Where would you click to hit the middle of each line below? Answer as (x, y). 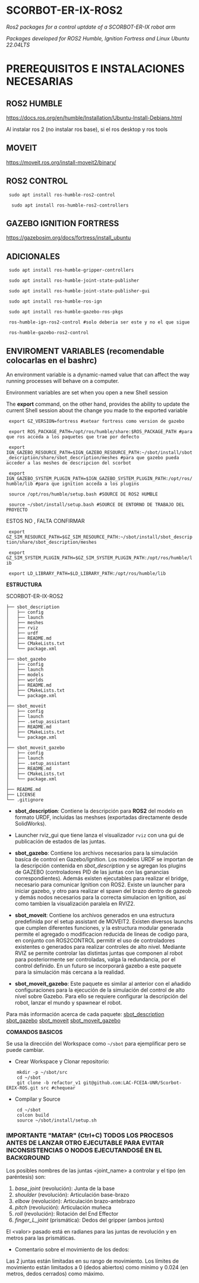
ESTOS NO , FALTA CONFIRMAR (45, 521)
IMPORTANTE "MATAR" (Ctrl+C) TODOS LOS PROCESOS (90, 1135)
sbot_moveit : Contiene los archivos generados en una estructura (95, 915)
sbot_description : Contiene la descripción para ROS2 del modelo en (99, 811)
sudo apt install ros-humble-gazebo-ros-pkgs (66, 312)
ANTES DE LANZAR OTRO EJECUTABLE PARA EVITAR (85, 1142)
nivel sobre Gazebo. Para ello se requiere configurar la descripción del (101, 996)
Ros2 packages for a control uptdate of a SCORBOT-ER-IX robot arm (91, 27)
